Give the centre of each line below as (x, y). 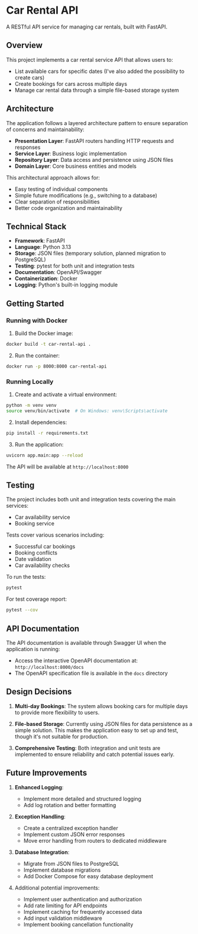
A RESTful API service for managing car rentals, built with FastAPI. (87, 27)
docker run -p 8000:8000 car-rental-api (57, 366)
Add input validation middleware (63, 918)
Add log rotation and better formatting (70, 805)
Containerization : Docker (46, 279)
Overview (25, 45)
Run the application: (39, 444)
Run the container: (37, 355)
